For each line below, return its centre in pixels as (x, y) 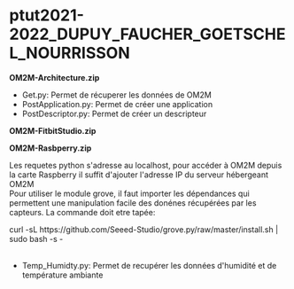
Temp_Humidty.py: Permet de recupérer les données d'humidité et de (149, 265)
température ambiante (62, 275)
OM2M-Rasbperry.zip (50, 148)
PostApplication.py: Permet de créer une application (117, 104)
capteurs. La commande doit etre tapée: (82, 212)
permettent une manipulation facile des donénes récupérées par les (133, 203)
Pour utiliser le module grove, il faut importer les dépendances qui (129, 193)
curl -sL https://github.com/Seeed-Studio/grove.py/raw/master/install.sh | (144, 229)
